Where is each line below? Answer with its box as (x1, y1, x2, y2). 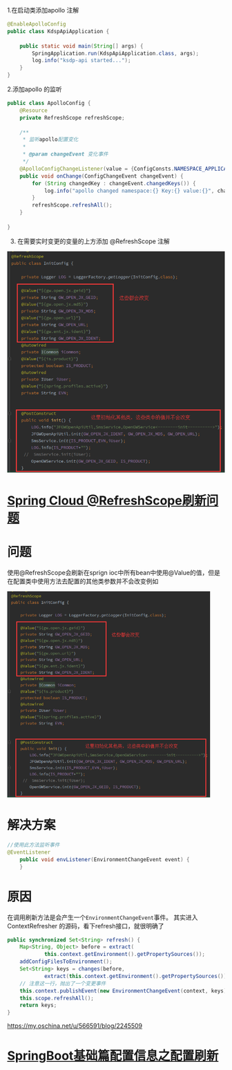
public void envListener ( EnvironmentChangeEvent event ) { (19, 856, 190, 863)
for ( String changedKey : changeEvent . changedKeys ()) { (32, 180, 196, 187)
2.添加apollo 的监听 (7, 85, 62, 93)
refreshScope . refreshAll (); (32, 202, 113, 209)
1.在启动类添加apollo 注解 (7, 6, 79, 14)
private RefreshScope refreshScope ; (19, 114, 126, 121)
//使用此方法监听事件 (7, 842, 60, 849)
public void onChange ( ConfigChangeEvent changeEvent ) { (19, 172, 184, 180)
